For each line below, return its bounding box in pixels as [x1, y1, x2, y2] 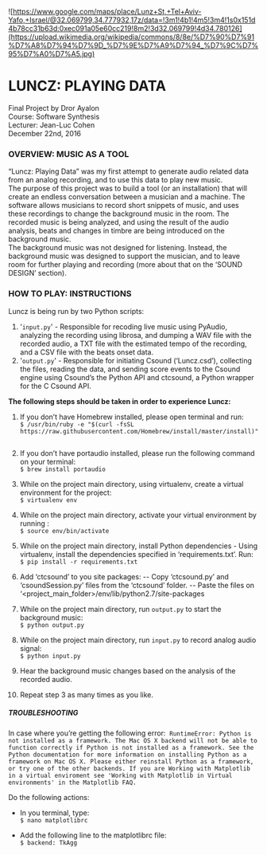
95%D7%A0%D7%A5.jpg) [8, 49, 95, 58]
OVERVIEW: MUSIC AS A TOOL [8, 148, 130, 159]
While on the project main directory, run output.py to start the [19, 604, 222, 614]
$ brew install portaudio [19, 465, 106, 473]
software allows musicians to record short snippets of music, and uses [8, 201, 240, 210]
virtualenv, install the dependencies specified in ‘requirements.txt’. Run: [19, 549, 254, 559]
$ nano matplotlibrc [19, 816, 88, 824]
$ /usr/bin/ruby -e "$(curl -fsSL [19, 420, 134, 429]
